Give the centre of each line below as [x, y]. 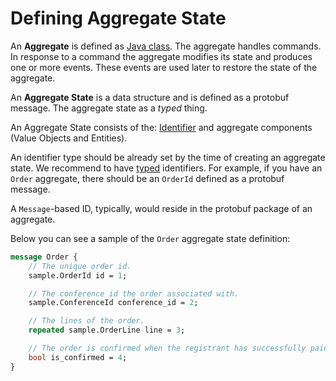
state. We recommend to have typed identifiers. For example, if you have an [166, 168]
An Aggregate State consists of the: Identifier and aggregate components [161, 127]
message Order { [44, 257]
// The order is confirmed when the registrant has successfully [167, 348]
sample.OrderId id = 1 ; [78, 275]
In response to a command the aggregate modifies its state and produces [161, 56]
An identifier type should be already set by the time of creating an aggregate [168, 157]
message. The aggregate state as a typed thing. [109, 108]
